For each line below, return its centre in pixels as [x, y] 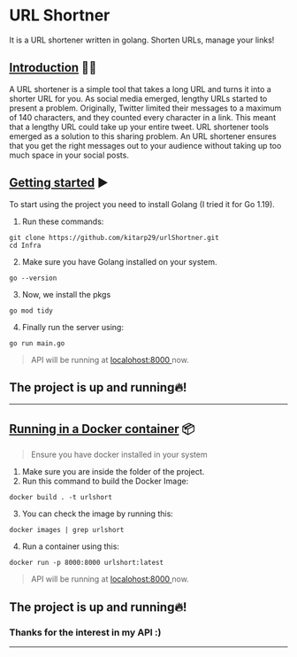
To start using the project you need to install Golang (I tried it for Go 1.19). [142, 204]
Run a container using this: [70, 546]
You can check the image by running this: [98, 514]
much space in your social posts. [69, 155]
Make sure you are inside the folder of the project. [113, 472]
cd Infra [25, 245]
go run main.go [37, 343]
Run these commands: [63, 221]
